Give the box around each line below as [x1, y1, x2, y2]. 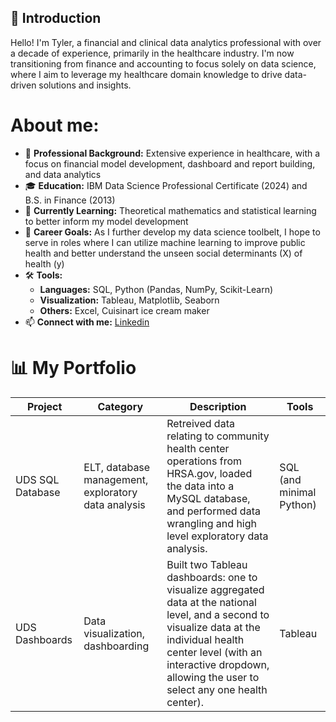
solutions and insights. [38, 79, 132, 91]
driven [10, 79, 37, 91]
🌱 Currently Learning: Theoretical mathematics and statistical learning [24, 204, 317, 216]
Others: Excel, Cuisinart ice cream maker [39, 304, 210, 316]
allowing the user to [166, 670, 260, 684]
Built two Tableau [166, 557, 248, 571]
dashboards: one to [166, 570, 258, 584]
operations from [166, 454, 243, 468]
